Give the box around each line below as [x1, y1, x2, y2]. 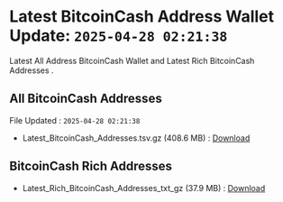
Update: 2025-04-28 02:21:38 [9, 25, 228, 46]
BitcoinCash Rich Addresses [9, 159, 173, 174]
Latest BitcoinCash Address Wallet [9, 6, 275, 27]
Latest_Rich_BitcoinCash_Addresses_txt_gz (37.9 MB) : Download [22, 182, 266, 193]
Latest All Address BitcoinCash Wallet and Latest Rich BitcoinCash [9, 55, 255, 66]
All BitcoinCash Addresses [9, 91, 162, 106]
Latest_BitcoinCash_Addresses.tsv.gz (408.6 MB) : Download [22, 133, 251, 143]
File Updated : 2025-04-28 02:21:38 [9, 115, 141, 125]
